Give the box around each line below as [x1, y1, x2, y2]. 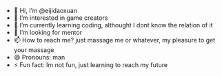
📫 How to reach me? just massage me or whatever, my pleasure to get [13, 36, 216, 44]
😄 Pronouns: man [13, 53, 65, 61]
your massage [13, 46, 54, 54]
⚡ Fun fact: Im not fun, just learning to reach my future [13, 61, 168, 68]
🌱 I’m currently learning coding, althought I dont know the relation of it [13, 21, 213, 29]
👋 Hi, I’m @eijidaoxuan [13, 7, 78, 14]
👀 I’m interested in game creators [13, 14, 108, 22]
